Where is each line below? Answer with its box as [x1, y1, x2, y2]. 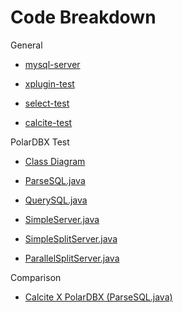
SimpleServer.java [24, 213, 100, 225]
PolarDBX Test [10, 136, 70, 148]
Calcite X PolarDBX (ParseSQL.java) [24, 291, 173, 303]
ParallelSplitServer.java [24, 252, 120, 264]
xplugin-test [24, 77, 75, 90]
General [10, 39, 43, 51]
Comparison [10, 271, 62, 283]
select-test [24, 97, 70, 109]
